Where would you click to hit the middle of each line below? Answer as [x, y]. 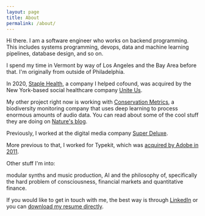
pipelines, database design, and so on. [55, 54]
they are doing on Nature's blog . [47, 121]
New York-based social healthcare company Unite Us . [74, 90]
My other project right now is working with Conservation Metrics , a [91, 102]
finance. [17, 188]
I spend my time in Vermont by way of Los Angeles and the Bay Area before [102, 65]
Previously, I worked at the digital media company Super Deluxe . [87, 133]
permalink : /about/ [31, 23]
